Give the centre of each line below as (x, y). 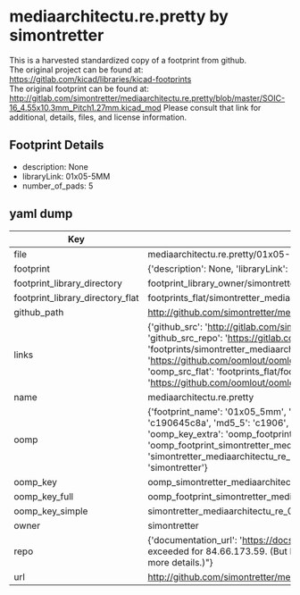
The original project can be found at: (76, 70)
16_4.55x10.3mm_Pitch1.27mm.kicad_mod (86, 107)
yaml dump (41, 214)
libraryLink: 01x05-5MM (66, 176)
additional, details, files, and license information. (98, 117)
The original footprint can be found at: (79, 88)
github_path (39, 312)
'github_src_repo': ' (187, 338)
